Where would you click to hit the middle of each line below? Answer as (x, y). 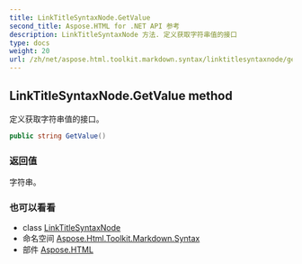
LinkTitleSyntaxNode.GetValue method (121, 96)
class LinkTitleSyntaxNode (71, 228)
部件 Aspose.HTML (58, 250)
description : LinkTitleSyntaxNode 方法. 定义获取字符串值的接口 (124, 34)
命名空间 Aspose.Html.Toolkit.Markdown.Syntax (111, 239)
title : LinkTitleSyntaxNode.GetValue (80, 18)
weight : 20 (30, 51)
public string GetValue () (58, 136)
